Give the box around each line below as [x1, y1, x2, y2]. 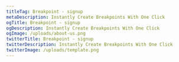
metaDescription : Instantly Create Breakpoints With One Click [6, 14, 165, 20]
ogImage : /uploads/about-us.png [6, 31, 86, 37]
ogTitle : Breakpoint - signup [6, 19, 81, 25]
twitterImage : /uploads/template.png [6, 47, 99, 53]
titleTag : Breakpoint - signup [6, 8, 83, 15]
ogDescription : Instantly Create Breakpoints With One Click [6, 25, 160, 31]
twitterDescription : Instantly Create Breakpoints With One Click [6, 42, 173, 48]
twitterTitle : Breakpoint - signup [6, 36, 94, 42]
